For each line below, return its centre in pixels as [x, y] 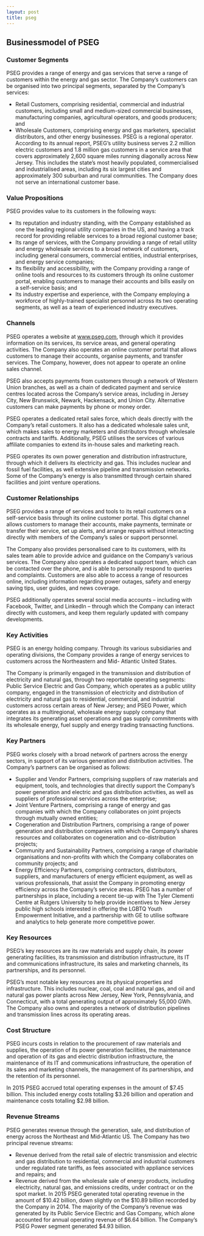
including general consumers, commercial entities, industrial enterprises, [106, 255]
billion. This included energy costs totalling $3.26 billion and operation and [100, 1094]
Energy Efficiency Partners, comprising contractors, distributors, [96, 870]
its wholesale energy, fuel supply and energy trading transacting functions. [100, 725]
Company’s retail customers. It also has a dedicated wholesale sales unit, [98, 425]
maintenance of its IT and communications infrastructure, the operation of [99, 1063]
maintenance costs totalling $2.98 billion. [58, 1101]
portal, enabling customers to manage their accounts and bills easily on [105, 281]
